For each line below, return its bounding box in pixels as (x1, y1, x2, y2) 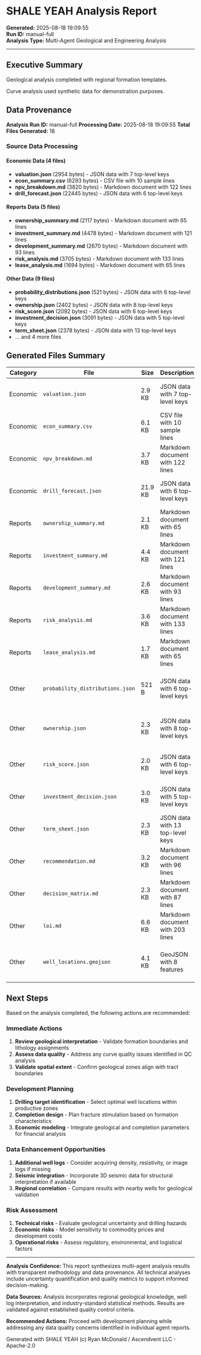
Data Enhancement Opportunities (6, 1145, 106, 1154)
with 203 (160, 925, 185, 934)
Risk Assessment (6, 1206, 58, 1214)
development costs (14, 1232, 63, 1239)
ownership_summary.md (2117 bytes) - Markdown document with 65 (14, 216, 187, 224)
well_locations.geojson (42, 958, 111, 965)
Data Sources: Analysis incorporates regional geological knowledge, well (6, 1293, 187, 1300)
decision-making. (6, 1281, 50, 1288)
